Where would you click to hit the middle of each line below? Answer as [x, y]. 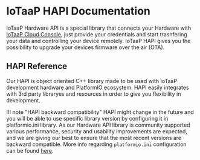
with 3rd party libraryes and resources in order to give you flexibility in [94, 94]
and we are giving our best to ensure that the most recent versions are [94, 138]
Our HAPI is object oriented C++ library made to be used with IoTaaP [92, 81]
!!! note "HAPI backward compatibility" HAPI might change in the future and [100, 112]
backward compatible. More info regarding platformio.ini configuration [96, 144]
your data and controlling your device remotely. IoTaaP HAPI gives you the [98, 41]
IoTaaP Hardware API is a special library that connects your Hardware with [99, 28]
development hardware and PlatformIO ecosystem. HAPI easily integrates [98, 87]
